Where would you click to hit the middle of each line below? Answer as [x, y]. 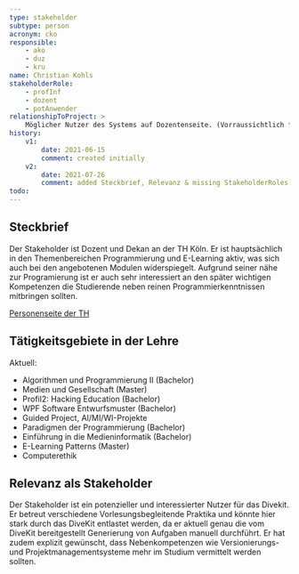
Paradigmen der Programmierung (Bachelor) [104, 427]
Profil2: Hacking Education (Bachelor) [91, 399]
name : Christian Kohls [51, 76]
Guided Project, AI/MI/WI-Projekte [85, 417]
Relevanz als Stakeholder [81, 484]
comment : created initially [93, 158]
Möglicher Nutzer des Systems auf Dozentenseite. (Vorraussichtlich [155, 125]
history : [25, 133]
